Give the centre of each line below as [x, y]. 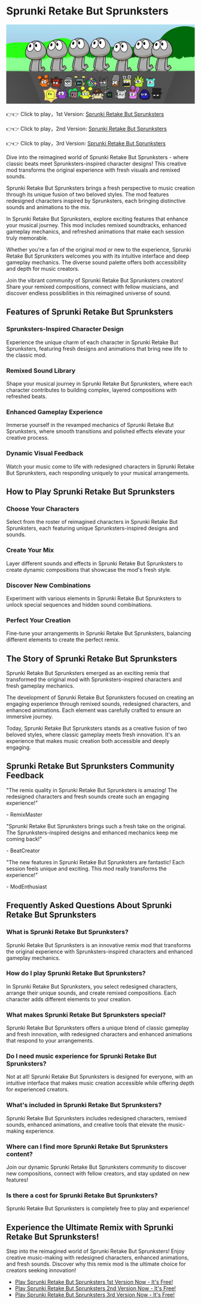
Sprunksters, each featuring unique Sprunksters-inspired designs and [92, 528]
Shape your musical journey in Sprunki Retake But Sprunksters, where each [99, 384]
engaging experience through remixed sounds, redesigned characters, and [99, 704]
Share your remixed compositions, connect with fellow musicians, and [92, 287]
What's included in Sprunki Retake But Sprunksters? [84, 1105]
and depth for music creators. [43, 269]
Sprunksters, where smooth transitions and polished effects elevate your [96, 431]
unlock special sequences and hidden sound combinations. [79, 604]
